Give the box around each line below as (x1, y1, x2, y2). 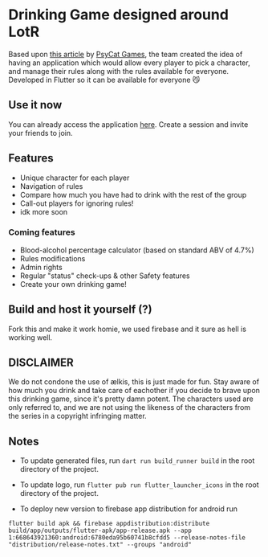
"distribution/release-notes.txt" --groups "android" (8, 541, 193, 549)
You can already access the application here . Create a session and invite (8, 119, 249, 129)
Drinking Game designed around (8, 6, 229, 24)
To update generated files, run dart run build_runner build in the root (19, 456, 255, 465)
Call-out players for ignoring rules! (19, 199, 134, 208)
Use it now (8, 98, 63, 112)
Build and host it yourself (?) (8, 303, 152, 317)
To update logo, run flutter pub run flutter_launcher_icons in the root (19, 480, 259, 489)
